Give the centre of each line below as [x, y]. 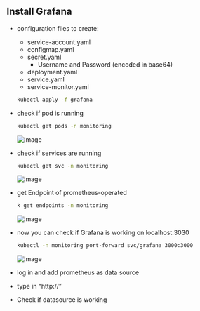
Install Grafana [39, 12]
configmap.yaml [51, 49]
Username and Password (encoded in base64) [105, 64]
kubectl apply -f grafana [54, 100]
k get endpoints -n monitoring [62, 206]
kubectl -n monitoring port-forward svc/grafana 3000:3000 [105, 246]
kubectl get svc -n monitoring [62, 166]
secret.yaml [44, 57]
